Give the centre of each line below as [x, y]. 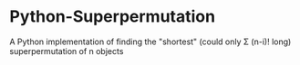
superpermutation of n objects [67, 51]
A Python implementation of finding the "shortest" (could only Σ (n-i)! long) [150, 42]
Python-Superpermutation [113, 17]
